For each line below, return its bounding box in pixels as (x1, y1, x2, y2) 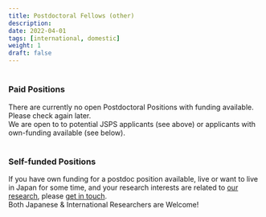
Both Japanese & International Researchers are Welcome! (8, 200, 199, 210)
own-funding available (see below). (8, 128, 126, 137)
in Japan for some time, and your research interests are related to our (8, 182, 239, 193)
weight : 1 (8, 42, 42, 50)
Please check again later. (8, 110, 92, 121)
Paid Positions (8, 84, 66, 95)
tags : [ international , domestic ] (8, 34, 121, 43)
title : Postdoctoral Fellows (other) (8, 11, 135, 20)
